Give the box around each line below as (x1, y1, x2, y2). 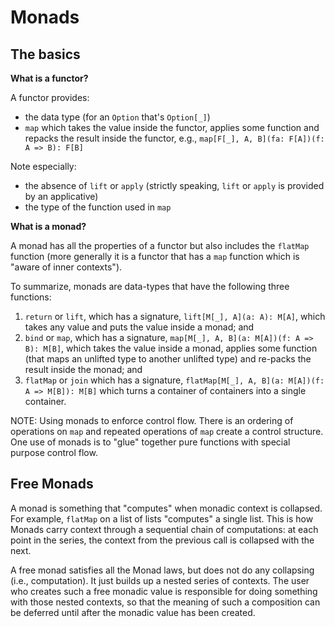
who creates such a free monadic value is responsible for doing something (10, 585, 318, 597)
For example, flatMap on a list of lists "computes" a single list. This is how (10, 512, 314, 525)
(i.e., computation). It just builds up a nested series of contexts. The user (10, 574, 310, 586)
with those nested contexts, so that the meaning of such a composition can (10, 596, 321, 608)
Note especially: (10, 161, 77, 172)
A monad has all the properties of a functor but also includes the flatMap (10, 240, 310, 251)
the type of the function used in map (24, 201, 172, 213)
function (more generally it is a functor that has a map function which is (10, 251, 300, 262)
